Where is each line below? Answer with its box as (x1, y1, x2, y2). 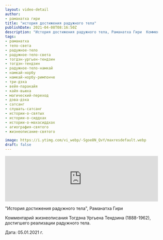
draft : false (5, 142, 32, 147)
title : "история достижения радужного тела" (5, 20, 97, 26)
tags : (5, 34, 16, 39)
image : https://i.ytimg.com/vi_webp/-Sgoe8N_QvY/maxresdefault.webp (5, 138, 147, 143)
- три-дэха (5, 79, 27, 84)
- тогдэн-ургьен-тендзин (5, 57, 55, 62)
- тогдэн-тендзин (5, 61, 40, 66)
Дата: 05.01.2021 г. (5, 229, 44, 235)
